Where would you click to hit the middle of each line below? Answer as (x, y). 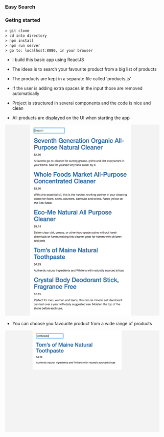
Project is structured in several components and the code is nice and (82, 103)
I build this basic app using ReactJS (48, 60)
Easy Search (20, 7)
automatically (26, 94)
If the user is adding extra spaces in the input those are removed (77, 88)
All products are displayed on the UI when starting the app (71, 118)
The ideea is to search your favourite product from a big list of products (84, 69)
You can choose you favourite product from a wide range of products (82, 323)
